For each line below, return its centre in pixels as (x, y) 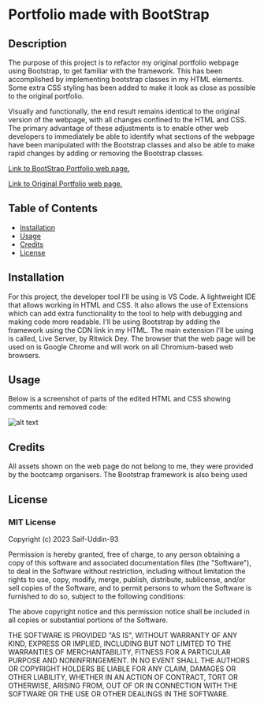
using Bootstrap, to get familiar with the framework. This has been (115, 71)
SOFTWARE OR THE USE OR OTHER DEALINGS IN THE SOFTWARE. (119, 694)
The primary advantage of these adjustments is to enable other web (118, 128)
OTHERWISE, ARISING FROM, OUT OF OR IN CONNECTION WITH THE (123, 685)
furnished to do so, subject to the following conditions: (97, 596)
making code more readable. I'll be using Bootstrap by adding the (114, 322)
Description (37, 44)
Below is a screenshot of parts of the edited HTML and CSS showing (119, 399)
